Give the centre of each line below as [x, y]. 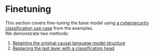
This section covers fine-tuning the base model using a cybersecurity [77, 23]
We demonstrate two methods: [37, 33]
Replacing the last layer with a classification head [63, 48]
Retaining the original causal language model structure [69, 43]
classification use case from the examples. [49, 28]
